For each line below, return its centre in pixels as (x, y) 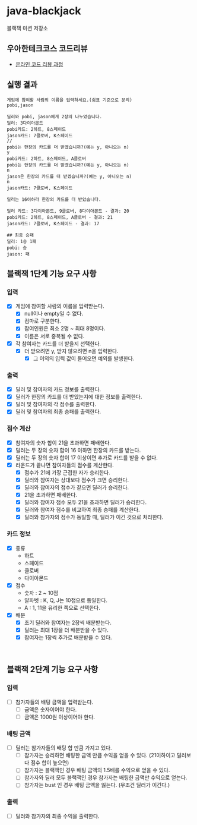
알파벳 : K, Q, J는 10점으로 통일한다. (66, 600)
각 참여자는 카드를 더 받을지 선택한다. (58, 344)
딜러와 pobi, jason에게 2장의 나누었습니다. (55, 116)
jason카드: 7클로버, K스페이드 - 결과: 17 (53, 223)
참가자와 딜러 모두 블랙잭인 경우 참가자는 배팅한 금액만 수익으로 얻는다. (106, 777)
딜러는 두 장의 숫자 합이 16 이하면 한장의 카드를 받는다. (78, 450)
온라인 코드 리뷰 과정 (39, 64)
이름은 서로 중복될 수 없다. (54, 336)
